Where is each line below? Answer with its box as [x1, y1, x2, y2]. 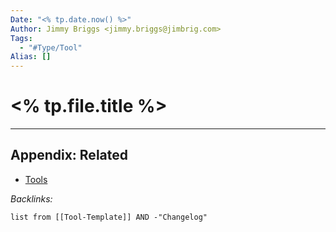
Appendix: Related [10, 147, 128, 164]
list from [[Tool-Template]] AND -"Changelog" [10, 212, 208, 222]
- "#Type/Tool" [19, 42, 83, 53]
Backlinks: [10, 192, 53, 205]
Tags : [10, 33, 33, 43]
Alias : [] [10, 52, 52, 62]
